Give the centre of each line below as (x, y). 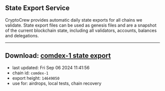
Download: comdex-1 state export (58, 56)
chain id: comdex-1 (30, 73)
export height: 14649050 (36, 78)
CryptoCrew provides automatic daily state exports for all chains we (74, 20)
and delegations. (22, 35)
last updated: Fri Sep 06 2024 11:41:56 (51, 67)
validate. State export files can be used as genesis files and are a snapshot (81, 25)
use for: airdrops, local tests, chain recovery (57, 83)
